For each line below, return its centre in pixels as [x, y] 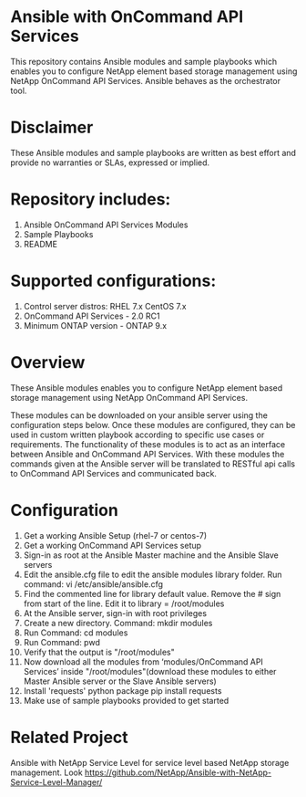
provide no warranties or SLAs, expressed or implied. [110, 163]
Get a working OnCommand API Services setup [112, 545]
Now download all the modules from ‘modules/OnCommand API [143, 661]
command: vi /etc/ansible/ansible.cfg [93, 584]
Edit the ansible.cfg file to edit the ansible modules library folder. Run [153, 574]
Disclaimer [52, 127]
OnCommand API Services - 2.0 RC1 [92, 316]
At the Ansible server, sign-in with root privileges [115, 613]
